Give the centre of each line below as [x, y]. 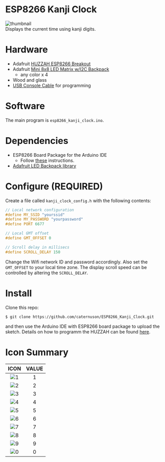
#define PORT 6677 [25, 224]
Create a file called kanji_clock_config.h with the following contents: [78, 201]
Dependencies [37, 141]
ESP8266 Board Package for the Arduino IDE [60, 155]
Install [19, 293]
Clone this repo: [22, 307]
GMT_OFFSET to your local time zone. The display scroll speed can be [76, 267]
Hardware [27, 50]
